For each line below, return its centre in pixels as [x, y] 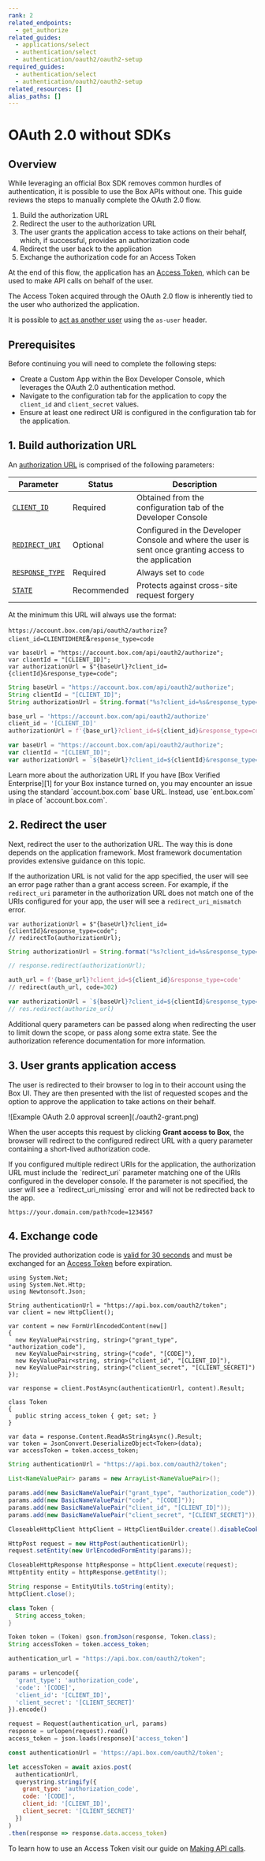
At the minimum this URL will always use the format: [93, 614]
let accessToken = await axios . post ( [70, 1767]
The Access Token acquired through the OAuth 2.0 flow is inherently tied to [131, 296]
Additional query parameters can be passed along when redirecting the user [132, 1024]
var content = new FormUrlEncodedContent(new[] [88, 1327]
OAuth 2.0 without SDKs [90, 135]
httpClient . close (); [42, 1594]
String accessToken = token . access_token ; [79, 1645]
